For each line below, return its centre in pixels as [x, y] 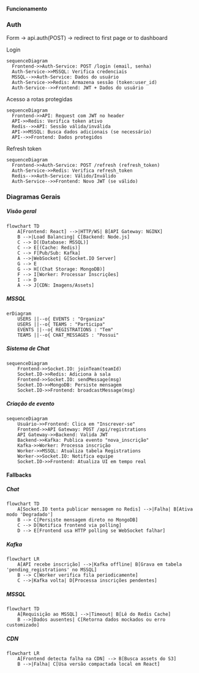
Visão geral [21, 211]
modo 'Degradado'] [30, 515]
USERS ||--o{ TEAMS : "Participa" [61, 324]
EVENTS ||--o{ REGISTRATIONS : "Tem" [66, 329]
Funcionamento [27, 9]
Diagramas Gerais [34, 196]
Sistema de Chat [28, 348]
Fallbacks [19, 475]
